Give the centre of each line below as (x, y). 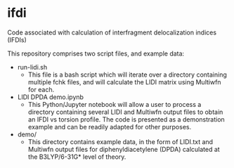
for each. (41, 89)
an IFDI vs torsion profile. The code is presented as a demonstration (126, 119)
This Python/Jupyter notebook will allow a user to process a (115, 104)
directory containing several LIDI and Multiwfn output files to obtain (125, 112)
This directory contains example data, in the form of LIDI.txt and (120, 141)
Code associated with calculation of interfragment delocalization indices (112, 32)
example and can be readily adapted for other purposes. (110, 127)
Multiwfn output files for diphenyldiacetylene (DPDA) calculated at (124, 149)
